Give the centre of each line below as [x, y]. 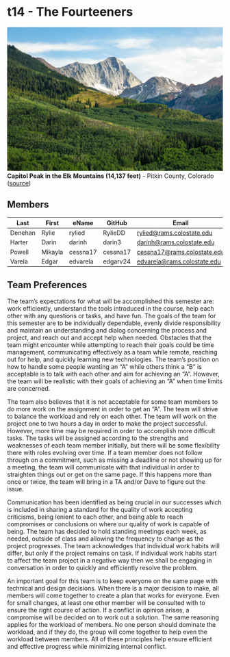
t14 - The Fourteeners [70, 12]
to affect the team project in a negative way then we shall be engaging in [110, 561]
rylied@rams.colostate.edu [175, 233]
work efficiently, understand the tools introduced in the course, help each [111, 309]
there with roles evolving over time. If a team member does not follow [105, 453]
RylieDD [114, 233]
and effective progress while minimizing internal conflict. [87, 647]
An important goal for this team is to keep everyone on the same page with [112, 581]
